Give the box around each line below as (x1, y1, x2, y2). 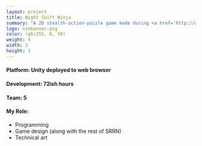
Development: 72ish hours (6, 80, 74, 87)
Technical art (14, 133, 48, 141)
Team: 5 (6, 94, 27, 101)
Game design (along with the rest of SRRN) (14, 127, 122, 135)
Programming (14, 121, 49, 128)
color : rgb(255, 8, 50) (6, 31, 66, 37)
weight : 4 (6, 37, 31, 43)
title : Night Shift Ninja (6, 14, 71, 20)
